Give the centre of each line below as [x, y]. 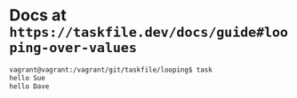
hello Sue [28, 78]
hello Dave [29, 86]
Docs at [38, 15]
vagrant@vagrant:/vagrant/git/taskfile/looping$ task [111, 70]
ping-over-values [73, 48]
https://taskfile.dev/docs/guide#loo [149, 32]
